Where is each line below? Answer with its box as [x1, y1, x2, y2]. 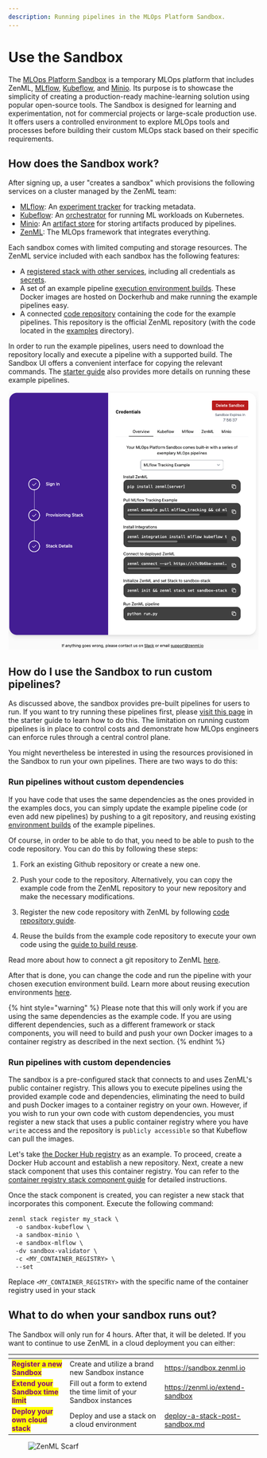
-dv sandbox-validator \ [15, 1247, 98, 1255]
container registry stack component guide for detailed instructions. [8, 1174, 228, 1184]
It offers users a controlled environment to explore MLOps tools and [8, 116, 230, 127]
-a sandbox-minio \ [15, 1231, 80, 1239]
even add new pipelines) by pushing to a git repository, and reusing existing [8, 812, 256, 821]
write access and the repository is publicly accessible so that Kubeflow [8, 1125, 248, 1135]
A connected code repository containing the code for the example [19, 309, 236, 319]
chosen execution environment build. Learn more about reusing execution [8, 979, 250, 988]
